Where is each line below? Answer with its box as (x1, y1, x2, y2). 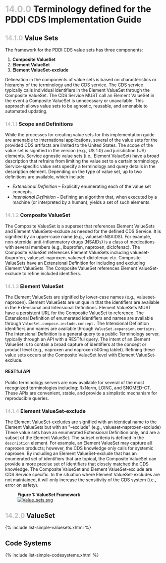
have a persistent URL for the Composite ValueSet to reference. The (5, 310, 144, 316)
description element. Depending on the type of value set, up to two (5, 169, 142, 174)
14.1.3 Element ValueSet (5, 282, 64, 289)
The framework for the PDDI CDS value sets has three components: (5, 47, 143, 53)
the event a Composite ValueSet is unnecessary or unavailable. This (5, 98, 144, 104)
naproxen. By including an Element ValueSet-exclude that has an (5, 450, 137, 456)
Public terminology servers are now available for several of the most (5, 380, 145, 386)
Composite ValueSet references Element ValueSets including (5, 249, 129, 255)
